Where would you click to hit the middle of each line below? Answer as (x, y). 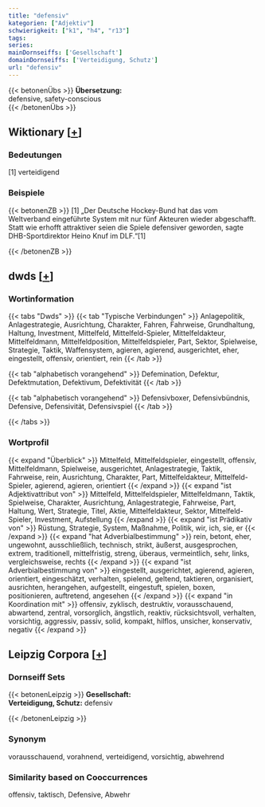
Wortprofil (29, 443)
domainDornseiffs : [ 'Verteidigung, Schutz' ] (83, 61)
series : (21, 45)
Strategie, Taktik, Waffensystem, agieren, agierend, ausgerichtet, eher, (124, 350)
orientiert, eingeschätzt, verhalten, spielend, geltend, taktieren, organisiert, (131, 578)
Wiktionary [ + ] (45, 132)
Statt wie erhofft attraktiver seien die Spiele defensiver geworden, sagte (126, 227)
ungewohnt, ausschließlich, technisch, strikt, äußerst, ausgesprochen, (123, 545)
